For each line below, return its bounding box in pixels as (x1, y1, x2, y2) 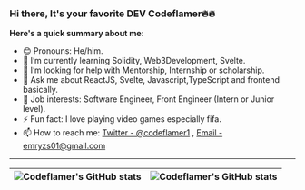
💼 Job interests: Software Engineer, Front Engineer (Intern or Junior (22, 94, 275, 105)
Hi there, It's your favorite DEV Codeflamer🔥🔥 (9, 7, 216, 20)
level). (22, 104, 46, 115)
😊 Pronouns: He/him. (22, 45, 103, 56)
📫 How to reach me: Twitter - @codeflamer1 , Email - (22, 127, 223, 138)
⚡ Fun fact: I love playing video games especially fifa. (22, 114, 222, 125)
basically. (22, 85, 59, 95)
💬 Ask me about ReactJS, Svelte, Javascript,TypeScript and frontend (22, 75, 280, 85)
